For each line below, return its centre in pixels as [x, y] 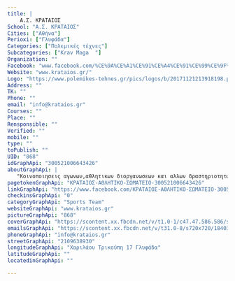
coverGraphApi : [29, 222]
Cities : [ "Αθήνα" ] [34, 33]
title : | [20, 14]
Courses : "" [24, 111]
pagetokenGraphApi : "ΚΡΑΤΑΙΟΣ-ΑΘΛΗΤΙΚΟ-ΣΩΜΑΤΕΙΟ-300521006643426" [106, 182]
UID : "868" [23, 157]
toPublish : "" [28, 150]
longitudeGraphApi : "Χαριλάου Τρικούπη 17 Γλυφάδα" [84, 248]
